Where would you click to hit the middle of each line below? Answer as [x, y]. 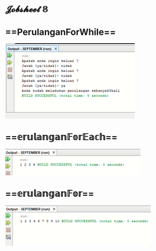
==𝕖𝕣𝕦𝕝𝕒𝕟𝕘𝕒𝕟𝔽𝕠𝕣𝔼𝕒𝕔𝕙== [61, 137]
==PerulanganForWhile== [61, 32]
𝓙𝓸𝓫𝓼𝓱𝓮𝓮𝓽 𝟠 [27, 9]
